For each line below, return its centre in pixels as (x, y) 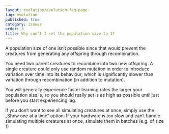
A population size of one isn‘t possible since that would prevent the (76, 48)
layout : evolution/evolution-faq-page (46, 10)
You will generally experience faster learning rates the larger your (74, 89)
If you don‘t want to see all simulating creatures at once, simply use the (80, 110)
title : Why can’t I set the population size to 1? (60, 34)
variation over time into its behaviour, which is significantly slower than (79, 74)
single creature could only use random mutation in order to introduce (78, 69)
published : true (22, 19)
